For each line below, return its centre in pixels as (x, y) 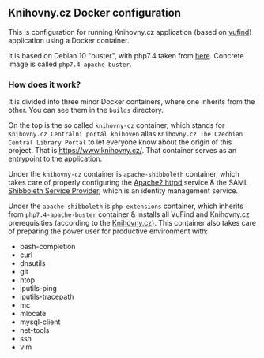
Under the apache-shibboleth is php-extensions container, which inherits (126, 206)
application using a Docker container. (69, 40)
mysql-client (40, 322)
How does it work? (45, 84)
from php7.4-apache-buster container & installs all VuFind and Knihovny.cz (129, 214)
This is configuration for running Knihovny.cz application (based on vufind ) (130, 32)
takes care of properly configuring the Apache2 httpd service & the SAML (128, 183)
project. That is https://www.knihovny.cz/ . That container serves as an (123, 151)
